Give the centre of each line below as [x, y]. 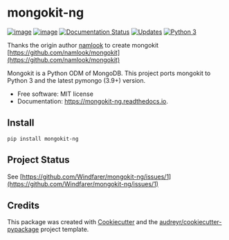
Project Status [39, 160]
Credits [24, 205]
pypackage [23, 230]
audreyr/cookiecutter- [190, 222]
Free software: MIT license [55, 94]
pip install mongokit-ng [43, 139]
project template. [65, 230]
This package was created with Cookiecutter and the [83, 222]
